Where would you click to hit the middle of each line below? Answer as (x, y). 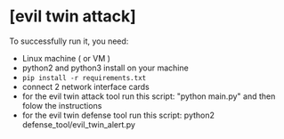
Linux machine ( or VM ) (66, 58)
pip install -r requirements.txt (84, 78)
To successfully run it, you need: (69, 41)
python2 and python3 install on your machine (105, 68)
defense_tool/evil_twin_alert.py (79, 124)
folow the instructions (62, 105)
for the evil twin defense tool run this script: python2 (118, 115)
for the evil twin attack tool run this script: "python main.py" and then (149, 96)
